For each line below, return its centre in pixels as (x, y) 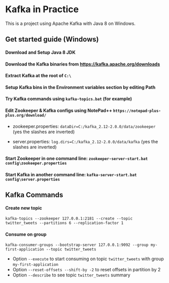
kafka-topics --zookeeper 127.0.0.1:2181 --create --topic (69, 219)
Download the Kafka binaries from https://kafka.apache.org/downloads (83, 64)
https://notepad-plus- (137, 111)
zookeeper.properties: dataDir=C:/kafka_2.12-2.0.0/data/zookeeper (84, 126)
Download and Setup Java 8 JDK (40, 52)
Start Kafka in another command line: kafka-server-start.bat (71, 174)
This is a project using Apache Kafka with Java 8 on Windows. (71, 23)
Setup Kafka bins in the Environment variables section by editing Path (80, 87)
